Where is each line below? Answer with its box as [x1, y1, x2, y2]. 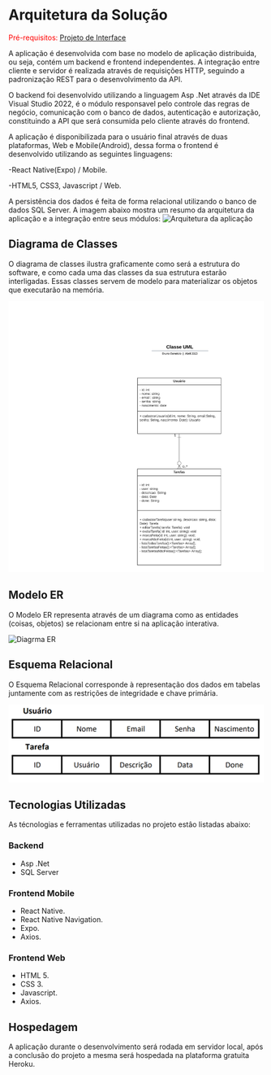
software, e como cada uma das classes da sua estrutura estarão [8, 267, 227, 277]
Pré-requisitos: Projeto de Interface [8, 33, 127, 42]
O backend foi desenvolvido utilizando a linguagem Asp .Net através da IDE [8, 90, 261, 99]
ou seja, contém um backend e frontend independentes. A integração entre [8, 57, 260, 67]
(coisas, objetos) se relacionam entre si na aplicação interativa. [8, 618, 219, 628]
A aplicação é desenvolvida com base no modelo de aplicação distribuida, [8, 48, 257, 58]
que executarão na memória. [8, 285, 105, 295]
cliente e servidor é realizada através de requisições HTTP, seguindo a [8, 65, 245, 75]
